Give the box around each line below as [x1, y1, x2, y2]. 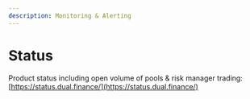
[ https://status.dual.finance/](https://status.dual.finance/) [8, 81, 199, 91]
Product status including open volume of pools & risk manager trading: [8, 73, 244, 83]
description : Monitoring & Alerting [8, 11, 131, 20]
